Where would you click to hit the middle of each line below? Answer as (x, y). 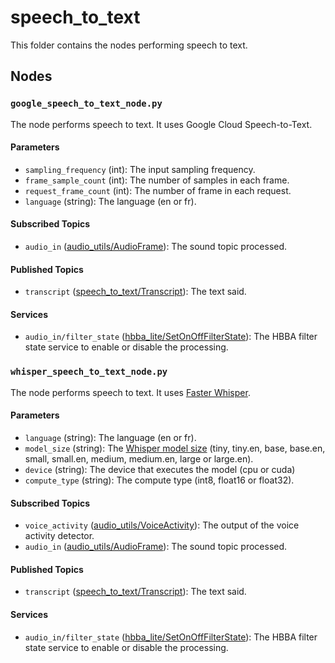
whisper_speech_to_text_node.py (89, 372)
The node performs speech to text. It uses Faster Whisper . (130, 392)
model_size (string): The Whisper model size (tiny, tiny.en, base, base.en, (175, 448)
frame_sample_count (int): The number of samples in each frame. (157, 180)
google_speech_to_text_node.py (86, 104)
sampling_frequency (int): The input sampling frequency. (140, 169)
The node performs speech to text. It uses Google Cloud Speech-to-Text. (161, 124)
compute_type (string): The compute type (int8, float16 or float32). (159, 480)
